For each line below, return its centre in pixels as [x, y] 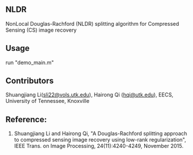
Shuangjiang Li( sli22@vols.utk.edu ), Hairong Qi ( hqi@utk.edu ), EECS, [89, 95]
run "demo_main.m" [30, 62]
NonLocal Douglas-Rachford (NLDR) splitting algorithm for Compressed [92, 23]
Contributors [30, 81]
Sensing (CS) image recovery [41, 30]
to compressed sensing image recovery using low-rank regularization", [100, 140]
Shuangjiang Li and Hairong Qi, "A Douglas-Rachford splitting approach [101, 133]
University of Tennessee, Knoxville [47, 101]
